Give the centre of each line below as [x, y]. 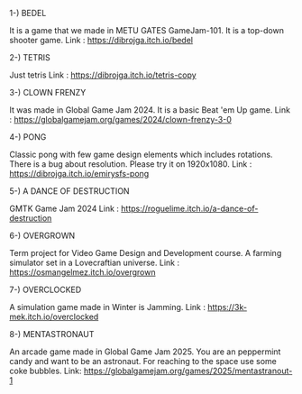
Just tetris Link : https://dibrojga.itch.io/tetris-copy [103, 75]
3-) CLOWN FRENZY [48, 92]
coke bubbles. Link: [46, 371]
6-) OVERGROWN [42, 235]
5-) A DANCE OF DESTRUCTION [69, 191]
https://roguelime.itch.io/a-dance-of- [190, 208]
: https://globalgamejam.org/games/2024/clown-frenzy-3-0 [121, 119]
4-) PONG [28, 137]
